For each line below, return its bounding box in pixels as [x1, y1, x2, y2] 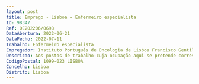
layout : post [6, 8, 38, 15]
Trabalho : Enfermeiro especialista [6, 42, 94, 48]
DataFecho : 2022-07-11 [6, 36, 62, 42]
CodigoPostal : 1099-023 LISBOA [6, 58, 84, 64]
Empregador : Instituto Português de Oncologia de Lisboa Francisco [6, 47, 176, 53]
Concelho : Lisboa [6, 63, 49, 70]
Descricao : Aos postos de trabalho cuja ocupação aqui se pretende [6, 53, 176, 59]
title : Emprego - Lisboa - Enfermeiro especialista [6, 14, 136, 20]
